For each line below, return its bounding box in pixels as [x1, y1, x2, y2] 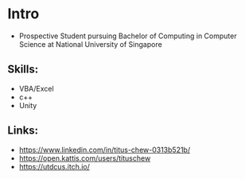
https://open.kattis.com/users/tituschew [18, 153, 151, 163]
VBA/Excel [18, 84, 54, 93]
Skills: [7, 63, 39, 76]
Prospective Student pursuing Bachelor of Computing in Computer [18, 31, 237, 41]
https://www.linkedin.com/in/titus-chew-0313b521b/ [18, 145, 191, 154]
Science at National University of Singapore [18, 39, 162, 49]
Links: [7, 124, 39, 138]
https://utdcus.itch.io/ [18, 161, 91, 171]
